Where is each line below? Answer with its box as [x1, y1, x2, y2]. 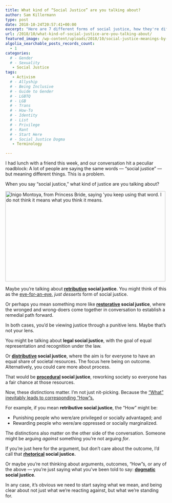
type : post [5, 17, 29, 22]
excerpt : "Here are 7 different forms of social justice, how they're [5, 27, 159, 32]
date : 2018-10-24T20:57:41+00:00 [5, 22, 77, 27]
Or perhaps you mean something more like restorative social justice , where [5, 301, 166, 308]
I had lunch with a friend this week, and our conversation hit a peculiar [5, 160, 154, 166]
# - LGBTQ [10, 94, 31, 99]
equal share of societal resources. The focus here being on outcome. [5, 358, 151, 365]
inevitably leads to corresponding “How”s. [5, 394, 94, 401]
